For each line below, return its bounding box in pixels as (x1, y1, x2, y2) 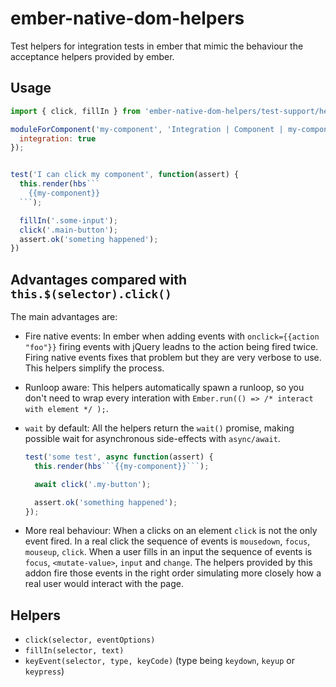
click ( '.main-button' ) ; (19, 225, 118, 235)
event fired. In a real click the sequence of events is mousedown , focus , (24, 535, 311, 547)
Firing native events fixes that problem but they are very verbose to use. (24, 352, 322, 364)
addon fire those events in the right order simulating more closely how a (24, 567, 322, 579)
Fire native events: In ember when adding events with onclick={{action (24, 330, 320, 342)
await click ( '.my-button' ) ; (34, 479, 152, 489)
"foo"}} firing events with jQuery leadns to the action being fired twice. (24, 341, 319, 353)
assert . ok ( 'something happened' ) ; (34, 497, 178, 507)
